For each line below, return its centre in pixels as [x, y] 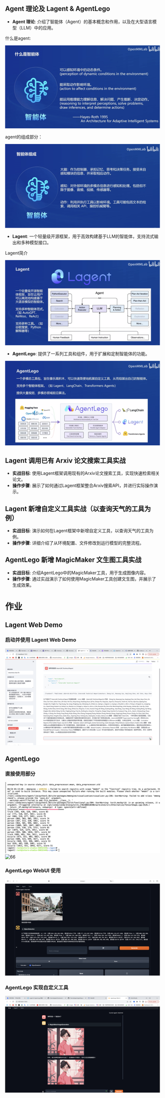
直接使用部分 [20, 774]
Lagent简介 [16, 253]
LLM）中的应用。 [38, 28]
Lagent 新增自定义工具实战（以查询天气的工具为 [78, 508]
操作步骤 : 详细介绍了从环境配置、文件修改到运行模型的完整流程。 [78, 543]
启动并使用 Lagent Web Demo [41, 640]
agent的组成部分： [24, 137]
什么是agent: [18, 38]
